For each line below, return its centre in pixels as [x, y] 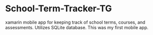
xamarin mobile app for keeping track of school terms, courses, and [75, 22]
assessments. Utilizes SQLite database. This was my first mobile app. [77, 27]
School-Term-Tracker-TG [58, 9]
